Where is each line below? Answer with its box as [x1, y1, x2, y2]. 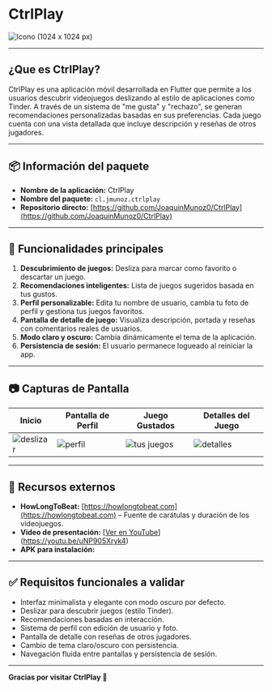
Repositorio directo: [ [19, 202, 94, 212]
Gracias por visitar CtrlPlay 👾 [8, 672, 108, 682]
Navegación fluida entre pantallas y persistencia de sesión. [19, 649, 218, 658]
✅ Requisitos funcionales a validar [8, 576, 185, 589]
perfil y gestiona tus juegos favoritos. [19, 306, 145, 316]
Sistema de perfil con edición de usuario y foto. [19, 623, 179, 632]
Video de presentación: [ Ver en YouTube [19, 528, 159, 537]
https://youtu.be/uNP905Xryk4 [23, 536, 127, 546]
